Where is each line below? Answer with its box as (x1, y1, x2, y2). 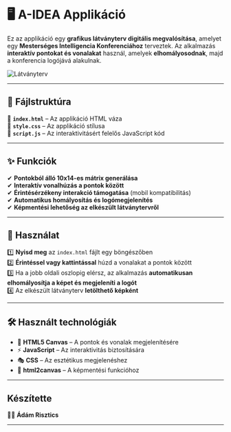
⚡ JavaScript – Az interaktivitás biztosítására (16, 346, 144, 354)
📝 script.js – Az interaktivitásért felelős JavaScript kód (7, 129, 165, 137)
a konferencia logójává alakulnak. (7, 56, 102, 64)
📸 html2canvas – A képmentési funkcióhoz (16, 366, 140, 374)
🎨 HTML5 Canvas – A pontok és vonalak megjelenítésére (16, 338, 179, 347)
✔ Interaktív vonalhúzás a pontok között (7, 181, 124, 189)
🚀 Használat (7, 229, 60, 241)
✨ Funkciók (7, 156, 57, 167)
